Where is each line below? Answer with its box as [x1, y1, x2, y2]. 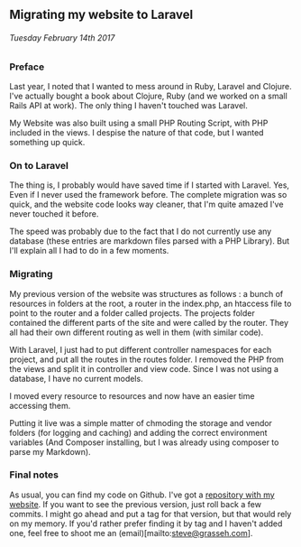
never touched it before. [9, 209, 99, 219]
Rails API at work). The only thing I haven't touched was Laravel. [9, 99, 248, 111]
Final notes [9, 468, 59, 481]
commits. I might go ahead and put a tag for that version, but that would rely [9, 508, 292, 519]
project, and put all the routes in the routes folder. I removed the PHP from [9, 354, 284, 365]
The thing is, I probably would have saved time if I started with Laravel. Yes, [9, 180, 290, 190]
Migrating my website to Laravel [9, 7, 194, 23]
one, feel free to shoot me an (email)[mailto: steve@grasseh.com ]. [9, 527, 253, 538]
